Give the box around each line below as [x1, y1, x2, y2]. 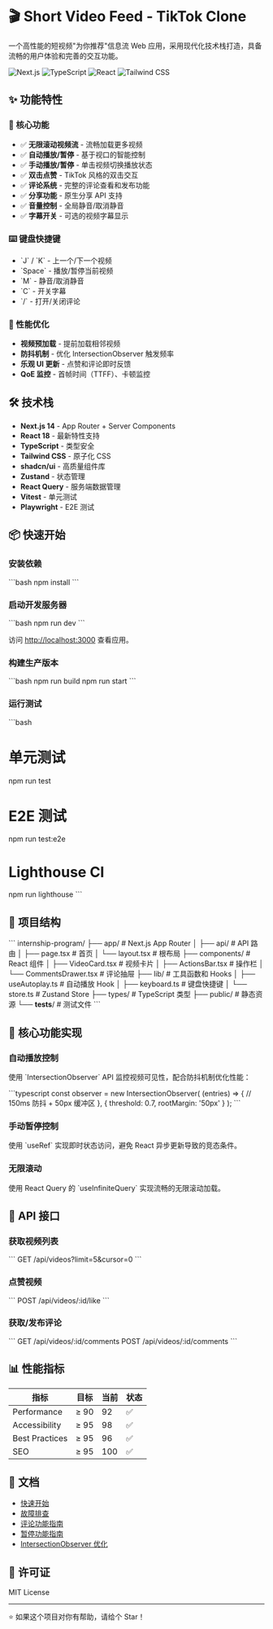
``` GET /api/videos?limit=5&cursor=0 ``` [8, 1254, 142, 1264]
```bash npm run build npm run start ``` [8, 676, 136, 686]
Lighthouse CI [8, 863, 105, 881]
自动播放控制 [8, 1052, 59, 1064]
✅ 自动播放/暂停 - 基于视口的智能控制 [19, 149, 146, 160]
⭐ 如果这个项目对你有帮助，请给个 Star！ [8, 1612, 145, 1622]
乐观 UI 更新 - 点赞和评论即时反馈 [19, 359, 132, 369]
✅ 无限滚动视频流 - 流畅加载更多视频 [19, 139, 143, 149]
